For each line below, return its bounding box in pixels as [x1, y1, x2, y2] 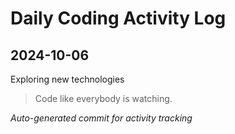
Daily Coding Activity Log [10, 7, 227, 30]
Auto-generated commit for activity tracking [10, 112, 193, 124]
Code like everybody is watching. [34, 93, 173, 104]
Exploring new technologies [10, 73, 125, 85]
